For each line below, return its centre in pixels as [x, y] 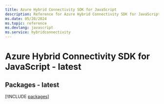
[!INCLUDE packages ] [27, 96]
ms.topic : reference [26, 23]
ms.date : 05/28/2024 [26, 19]
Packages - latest [32, 85]
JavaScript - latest [43, 67]
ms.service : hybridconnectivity [38, 32]
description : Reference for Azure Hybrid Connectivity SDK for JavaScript [83, 14]
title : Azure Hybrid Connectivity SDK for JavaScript [61, 10]
